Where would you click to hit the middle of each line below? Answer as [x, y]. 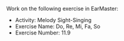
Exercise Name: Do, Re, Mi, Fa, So [57, 26]
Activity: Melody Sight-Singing [53, 20]
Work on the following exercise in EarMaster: [62, 9]
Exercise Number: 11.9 [43, 33]
